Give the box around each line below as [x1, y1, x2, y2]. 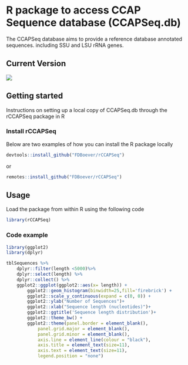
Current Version [6, 59, 66, 69]
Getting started [6, 91, 63, 101]
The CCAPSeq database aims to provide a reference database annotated [6, 35, 183, 42]
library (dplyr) [6, 250, 43, 256]
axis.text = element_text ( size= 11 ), [37, 347, 127, 354]
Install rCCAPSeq [6, 127, 57, 136]
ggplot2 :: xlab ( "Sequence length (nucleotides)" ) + [27, 304, 151, 310]
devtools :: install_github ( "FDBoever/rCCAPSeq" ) [6, 152, 125, 158]
